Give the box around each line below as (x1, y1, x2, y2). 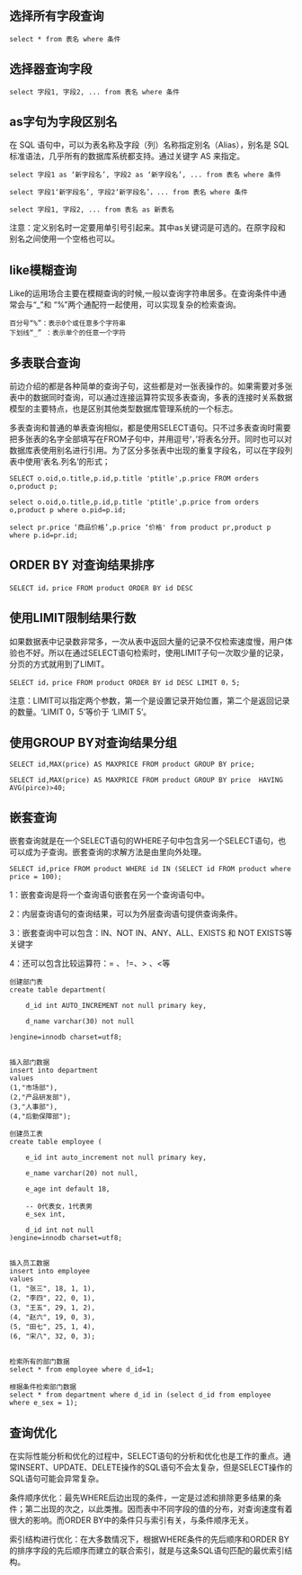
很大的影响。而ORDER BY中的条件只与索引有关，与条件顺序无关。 (9, 1515, 253, 1525)
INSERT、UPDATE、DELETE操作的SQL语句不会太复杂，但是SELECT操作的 (16, 1462, 293, 1473)
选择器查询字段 (9, 61, 93, 76)
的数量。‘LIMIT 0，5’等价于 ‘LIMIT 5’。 (9, 706, 152, 717)
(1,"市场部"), (9, 1084, 58, 1093)
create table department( (9, 985, 106, 994)
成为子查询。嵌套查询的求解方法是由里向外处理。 (24, 847, 207, 858)
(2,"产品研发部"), (9, 1093, 72, 1102)
